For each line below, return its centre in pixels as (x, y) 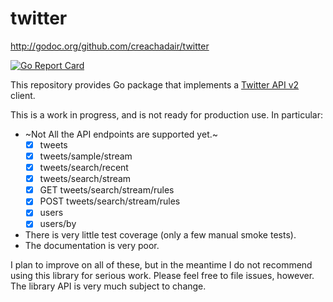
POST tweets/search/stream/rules (110, 201)
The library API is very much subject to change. (108, 286)
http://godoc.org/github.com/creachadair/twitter (110, 46)
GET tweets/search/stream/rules (107, 190)
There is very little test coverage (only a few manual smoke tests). (160, 235)
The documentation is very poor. (92, 246)
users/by (58, 224)
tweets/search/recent (84, 168)
